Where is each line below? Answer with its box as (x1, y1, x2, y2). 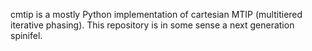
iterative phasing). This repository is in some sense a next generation (10, 19, 295, 31)
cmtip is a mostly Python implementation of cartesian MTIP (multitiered (10, 9, 303, 20)
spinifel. (10, 30, 43, 41)
